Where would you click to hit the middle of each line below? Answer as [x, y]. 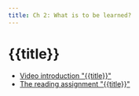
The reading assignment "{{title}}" [75, 84]
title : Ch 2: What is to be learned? [70, 15]
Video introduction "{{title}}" [65, 76]
